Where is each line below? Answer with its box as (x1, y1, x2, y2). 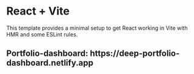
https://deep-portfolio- (90, 49, 180, 59)
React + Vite (6, 4, 70, 18)
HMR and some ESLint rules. (6, 30, 78, 38)
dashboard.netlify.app (6, 58, 93, 68)
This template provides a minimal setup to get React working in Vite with (6, 24, 188, 32)
